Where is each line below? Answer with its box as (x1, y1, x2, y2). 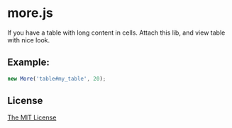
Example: (7, 57, 50, 69)
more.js (7, 5, 53, 21)
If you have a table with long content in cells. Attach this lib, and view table (7, 28, 226, 37)
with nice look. (7, 35, 50, 44)
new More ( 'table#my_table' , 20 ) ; (7, 75, 106, 82)
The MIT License (7, 113, 57, 122)
